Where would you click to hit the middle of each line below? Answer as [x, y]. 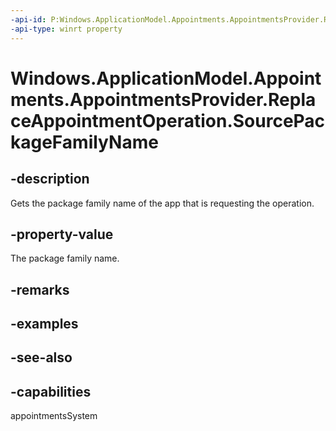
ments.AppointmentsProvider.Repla [163, 99]
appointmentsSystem [54, 416]
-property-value [62, 234]
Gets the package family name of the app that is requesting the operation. [162, 203]
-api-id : [28, 19]
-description [50, 179]
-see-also [41, 357]
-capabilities [51, 391]
